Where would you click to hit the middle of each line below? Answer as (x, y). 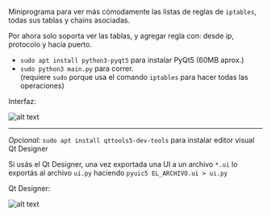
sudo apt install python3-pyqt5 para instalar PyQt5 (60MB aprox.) (132, 60)
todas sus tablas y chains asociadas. (69, 20)
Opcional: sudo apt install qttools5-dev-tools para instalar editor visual (131, 140)
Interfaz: (22, 101)
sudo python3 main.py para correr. (77, 69)
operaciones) (42, 85)
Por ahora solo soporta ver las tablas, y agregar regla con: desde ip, (121, 36)
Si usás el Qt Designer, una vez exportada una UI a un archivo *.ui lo (123, 164)
